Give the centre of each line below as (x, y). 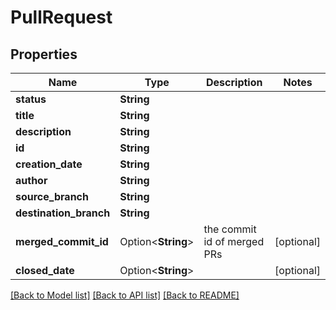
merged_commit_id (62, 241)
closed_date (45, 270)
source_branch (52, 196)
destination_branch (63, 213)
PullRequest (61, 17)
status (31, 99)
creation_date (49, 164)
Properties (44, 54)
